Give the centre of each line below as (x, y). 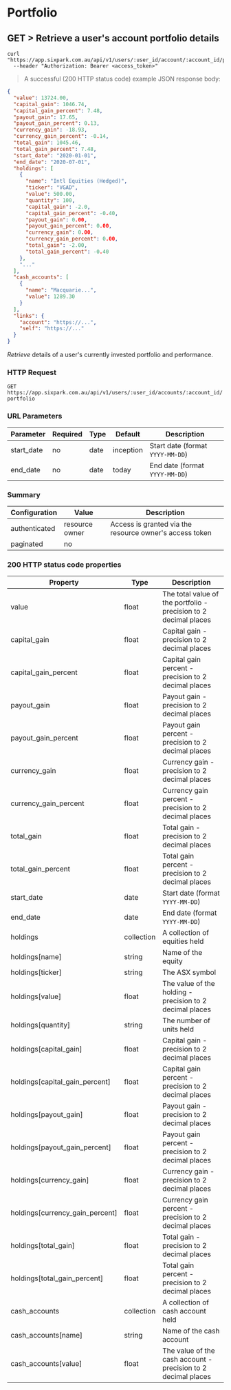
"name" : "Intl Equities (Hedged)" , (76, 181)
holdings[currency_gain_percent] (64, 1213)
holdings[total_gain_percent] (57, 1278)
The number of (187, 1020)
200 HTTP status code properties (64, 565)
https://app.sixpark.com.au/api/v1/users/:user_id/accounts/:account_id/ (115, 393)
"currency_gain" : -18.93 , (51, 130)
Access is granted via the (151, 524)
